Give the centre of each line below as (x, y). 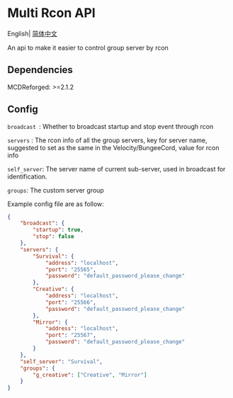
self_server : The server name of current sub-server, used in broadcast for (116, 169)
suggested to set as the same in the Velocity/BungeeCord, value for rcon (113, 147)
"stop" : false (53, 237)
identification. (27, 176)
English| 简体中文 (33, 33)
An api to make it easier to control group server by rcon (88, 47)
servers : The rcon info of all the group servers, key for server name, (107, 140)
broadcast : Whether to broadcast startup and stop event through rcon (110, 126)
